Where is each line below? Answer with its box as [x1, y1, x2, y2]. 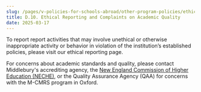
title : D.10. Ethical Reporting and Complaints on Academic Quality [6, 14, 181, 20]
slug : [6, 8, 20, 15]
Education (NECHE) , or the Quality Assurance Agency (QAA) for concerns [6, 72, 188, 80]
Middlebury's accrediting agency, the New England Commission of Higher [6, 66, 189, 74]
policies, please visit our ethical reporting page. [6, 49, 124, 56]
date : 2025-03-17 [6, 20, 50, 26]
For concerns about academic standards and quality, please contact [6, 60, 175, 67]
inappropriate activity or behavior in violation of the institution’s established [6, 42, 191, 49]
